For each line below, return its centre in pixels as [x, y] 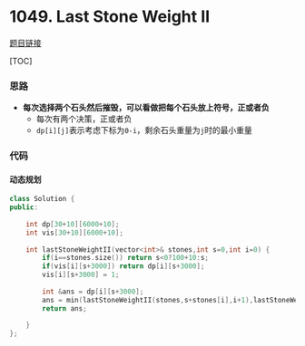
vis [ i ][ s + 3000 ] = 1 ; [81, 275]
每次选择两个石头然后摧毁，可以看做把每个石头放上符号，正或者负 [146, 108]
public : [24, 207]
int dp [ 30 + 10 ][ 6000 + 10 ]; [73, 224]
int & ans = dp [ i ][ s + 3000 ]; [93, 292]
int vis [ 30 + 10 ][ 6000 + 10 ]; [75, 233]
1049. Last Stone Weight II [110, 17]
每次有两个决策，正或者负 [84, 119]
